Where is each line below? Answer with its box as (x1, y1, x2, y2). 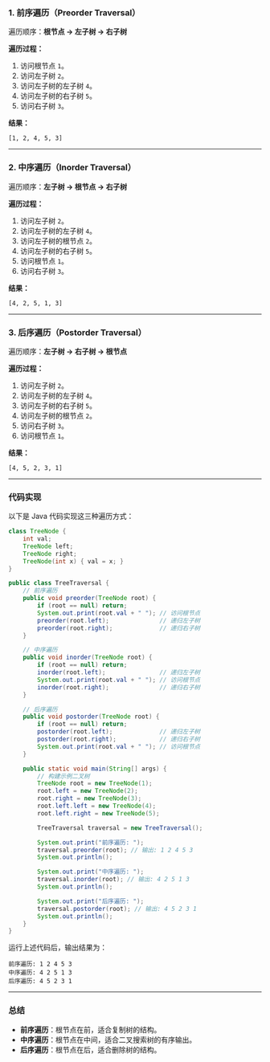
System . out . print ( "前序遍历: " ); (37, 838, 145, 847)
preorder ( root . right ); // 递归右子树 (37, 624, 201, 632)
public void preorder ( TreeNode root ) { (22, 594, 157, 602)
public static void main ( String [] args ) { (22, 765, 167, 773)
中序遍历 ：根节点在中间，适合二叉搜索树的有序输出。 (19, 1035, 197, 1044)
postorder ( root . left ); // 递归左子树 (37, 728, 201, 736)
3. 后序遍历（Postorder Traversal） (8, 327, 147, 338)
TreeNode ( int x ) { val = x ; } (22, 557, 125, 566)
